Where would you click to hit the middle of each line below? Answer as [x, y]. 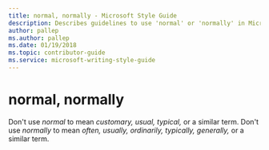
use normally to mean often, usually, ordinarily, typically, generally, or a [126, 130]
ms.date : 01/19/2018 [43, 45]
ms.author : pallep [39, 38]
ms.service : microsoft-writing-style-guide [82, 61]
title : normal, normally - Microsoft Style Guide [93, 16]
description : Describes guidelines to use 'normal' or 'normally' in [127, 23]
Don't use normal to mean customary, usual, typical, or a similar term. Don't [133, 121]
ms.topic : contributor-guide [57, 53]
